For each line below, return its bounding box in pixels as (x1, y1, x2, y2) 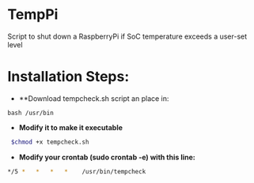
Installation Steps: (7, 68, 130, 86)
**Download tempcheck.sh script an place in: (18, 93, 169, 103)
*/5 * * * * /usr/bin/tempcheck (7, 167, 146, 175)
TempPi (7, 6, 59, 24)
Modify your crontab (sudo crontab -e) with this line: (18, 152, 195, 162)
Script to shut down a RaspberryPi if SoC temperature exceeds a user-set (7, 32, 248, 41)
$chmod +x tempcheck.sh (10, 138, 89, 146)
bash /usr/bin (7, 109, 55, 117)
